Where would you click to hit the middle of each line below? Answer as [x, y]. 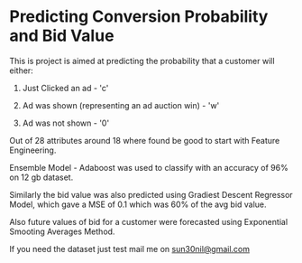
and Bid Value [62, 36]
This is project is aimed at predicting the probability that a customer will [142, 61]
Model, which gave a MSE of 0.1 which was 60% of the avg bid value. [138, 204]
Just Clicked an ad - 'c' [65, 88]
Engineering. [33, 150]
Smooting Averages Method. [62, 231]
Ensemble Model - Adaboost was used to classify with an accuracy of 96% [149, 167]
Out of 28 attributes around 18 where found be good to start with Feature [145, 140]
